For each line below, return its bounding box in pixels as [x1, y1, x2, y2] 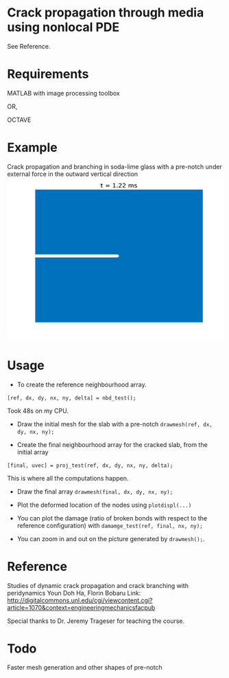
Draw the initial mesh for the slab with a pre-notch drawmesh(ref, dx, [16, 419, 213, 428]
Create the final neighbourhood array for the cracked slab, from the [16, 440, 208, 448]
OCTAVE [7, 116, 32, 124]
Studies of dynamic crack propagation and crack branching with [7, 581, 189, 589]
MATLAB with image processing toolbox [7, 89, 120, 97]
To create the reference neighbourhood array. [16, 380, 147, 389]
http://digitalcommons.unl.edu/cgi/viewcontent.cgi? [7, 596, 153, 604]
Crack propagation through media [7, 5, 204, 21]
